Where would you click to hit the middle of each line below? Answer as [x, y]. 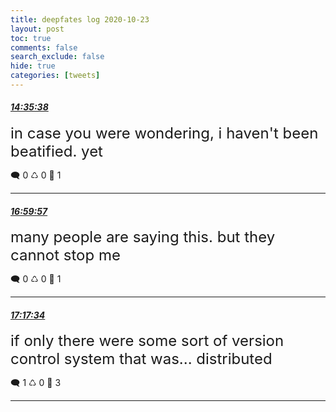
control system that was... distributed [141, 359]
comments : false [44, 47]
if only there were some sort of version [147, 341]
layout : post [37, 29]
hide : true [33, 66]
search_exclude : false [57, 57]
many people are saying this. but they [143, 237]
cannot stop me [65, 255]
